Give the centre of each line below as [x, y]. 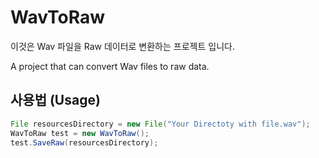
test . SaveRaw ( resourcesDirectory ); [84, 142]
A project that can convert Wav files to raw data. [110, 66]
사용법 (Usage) [55, 100]
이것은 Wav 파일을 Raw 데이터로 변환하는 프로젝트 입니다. [122, 46]
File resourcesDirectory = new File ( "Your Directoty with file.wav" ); [160, 124]
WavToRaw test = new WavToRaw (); [80, 133]
